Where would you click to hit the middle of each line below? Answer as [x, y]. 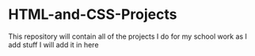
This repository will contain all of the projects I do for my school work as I [128, 36]
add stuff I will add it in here [53, 44]
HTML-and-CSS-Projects [93, 15]
